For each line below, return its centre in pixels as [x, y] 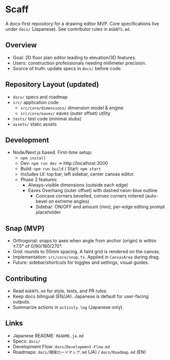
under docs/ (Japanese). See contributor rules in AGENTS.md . [68, 29]
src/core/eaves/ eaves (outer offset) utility [66, 113]
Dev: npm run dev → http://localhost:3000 [64, 163]
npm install [33, 158]
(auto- [152, 196]
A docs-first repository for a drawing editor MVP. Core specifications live [82, 24]
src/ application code [36, 102]
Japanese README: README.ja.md [48, 335]
